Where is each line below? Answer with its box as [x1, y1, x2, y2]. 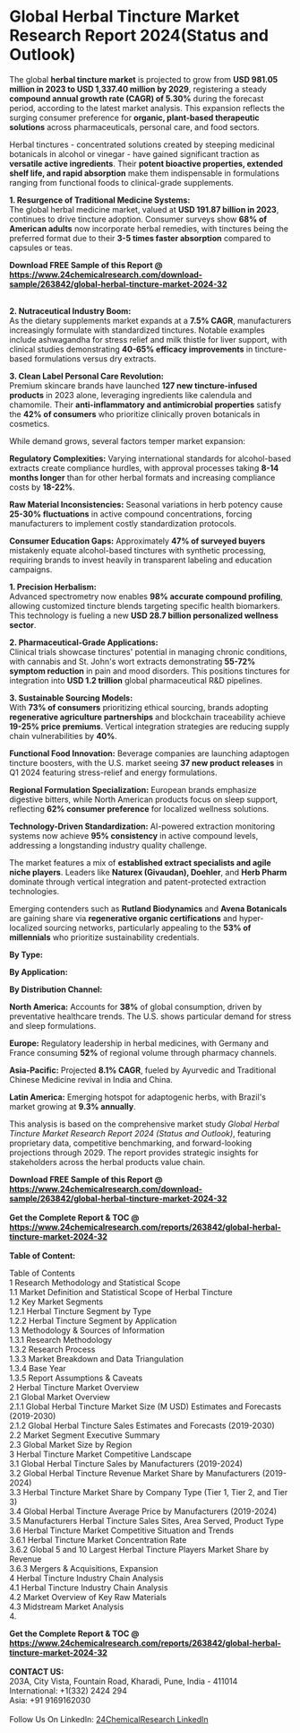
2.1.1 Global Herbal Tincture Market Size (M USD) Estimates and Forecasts [9, 1401, 282, 1412]
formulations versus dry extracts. [34, 353, 157, 364]
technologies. [9, 885, 60, 896]
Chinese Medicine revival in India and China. [9, 1074, 173, 1084]
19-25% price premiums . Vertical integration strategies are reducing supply [9, 720, 290, 732]
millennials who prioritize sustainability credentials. [9, 931, 200, 943]
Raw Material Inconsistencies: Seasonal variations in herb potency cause [9, 499, 284, 509]
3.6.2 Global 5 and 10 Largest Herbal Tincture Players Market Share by [9, 1544, 270, 1554]
